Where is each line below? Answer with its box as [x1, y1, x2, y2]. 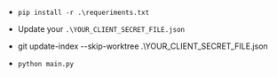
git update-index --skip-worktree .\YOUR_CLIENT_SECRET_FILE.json [17, 41, 268, 51]
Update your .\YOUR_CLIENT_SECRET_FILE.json [17, 24, 186, 34]
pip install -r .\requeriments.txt [17, 8, 150, 17]
